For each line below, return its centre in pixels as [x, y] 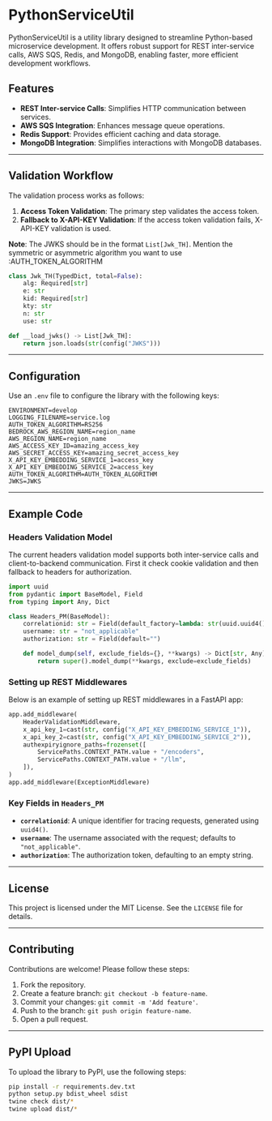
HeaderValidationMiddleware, [72, 722]
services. [35, 117]
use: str [38, 321]
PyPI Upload [40, 1053]
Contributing [41, 950]
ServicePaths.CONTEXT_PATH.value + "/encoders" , [121, 752]
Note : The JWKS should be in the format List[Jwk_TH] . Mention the [121, 244]
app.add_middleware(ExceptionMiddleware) [79, 782]
